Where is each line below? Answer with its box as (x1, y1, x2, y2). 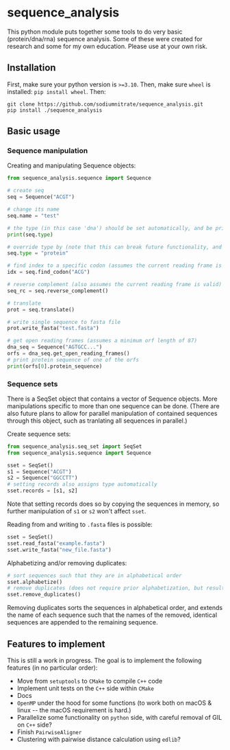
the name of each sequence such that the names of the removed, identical (7, 611, 218, 619)
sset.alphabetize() (7, 578, 63, 585)
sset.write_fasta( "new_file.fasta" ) (7, 546, 112, 553)
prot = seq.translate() (7, 306, 75, 313)
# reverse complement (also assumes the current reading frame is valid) (7, 281, 222, 288)
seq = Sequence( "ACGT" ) (7, 194, 75, 200)
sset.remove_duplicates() (7, 591, 81, 598)
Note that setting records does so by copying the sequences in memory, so (7, 500, 220, 508)
